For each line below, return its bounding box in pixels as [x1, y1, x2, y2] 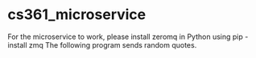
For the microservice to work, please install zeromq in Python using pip [7, 32, 243, 41]
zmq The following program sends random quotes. [28, 40, 197, 49]
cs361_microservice [7, 6, 147, 24]
